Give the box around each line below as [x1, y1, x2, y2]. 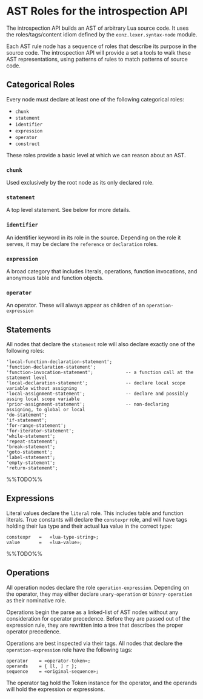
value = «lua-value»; [6, 539, 83, 545]
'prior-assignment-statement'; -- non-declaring [6, 401, 170, 407]
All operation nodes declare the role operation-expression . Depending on [6, 584, 190, 591]
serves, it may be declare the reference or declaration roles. [6, 240, 158, 247]
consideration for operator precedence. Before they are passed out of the [6, 615, 190, 622]
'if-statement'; [6, 417, 47, 423]
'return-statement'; [6, 465, 59, 471]
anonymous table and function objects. [6, 274, 104, 281]
